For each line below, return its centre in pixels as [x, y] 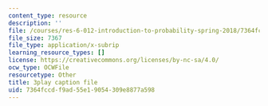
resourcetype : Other [43, 75]
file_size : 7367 [35, 38]
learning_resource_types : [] [57, 53]
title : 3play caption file [53, 82]
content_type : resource [48, 16]
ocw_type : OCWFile [39, 68]
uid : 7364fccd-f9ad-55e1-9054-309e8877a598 [82, 90]
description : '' [35, 23]
